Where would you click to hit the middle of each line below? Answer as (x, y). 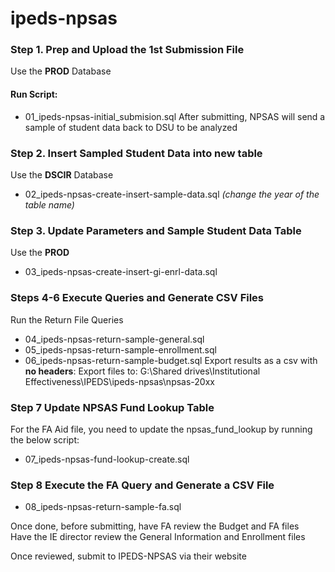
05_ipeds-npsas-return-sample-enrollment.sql (120, 349)
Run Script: (34, 94)
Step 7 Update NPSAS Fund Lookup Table (112, 407)
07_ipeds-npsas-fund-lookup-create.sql (107, 459)
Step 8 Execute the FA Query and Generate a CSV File (142, 485)
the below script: (45, 439)
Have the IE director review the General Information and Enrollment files (158, 537)
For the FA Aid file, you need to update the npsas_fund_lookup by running (161, 429)
